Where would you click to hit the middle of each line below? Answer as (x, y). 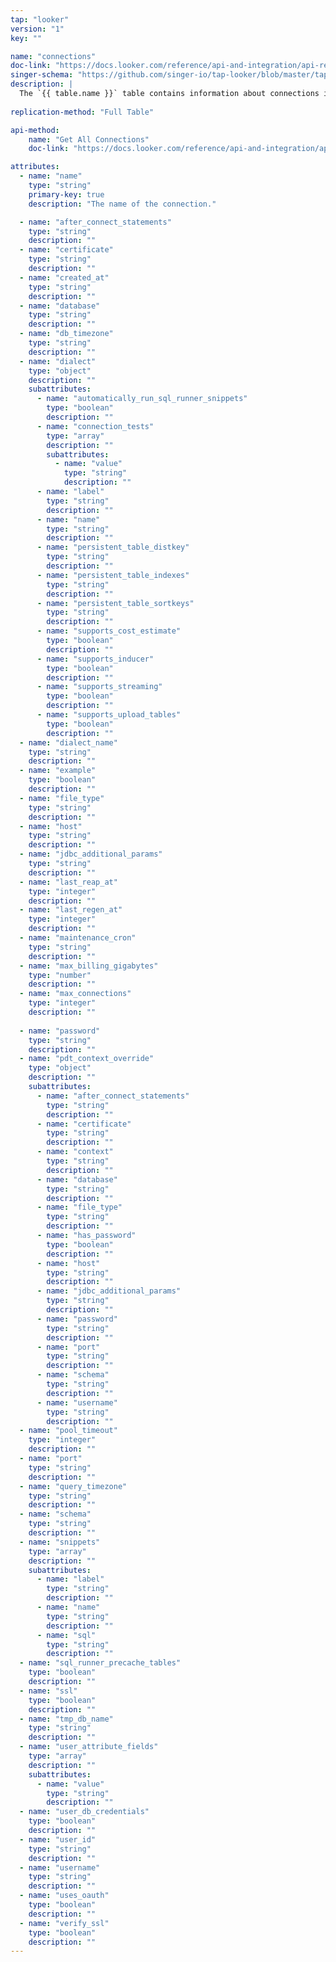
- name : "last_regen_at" (71, 910)
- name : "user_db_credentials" (84, 1812)
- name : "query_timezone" (73, 1486)
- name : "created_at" (64, 277)
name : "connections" (53, 56)
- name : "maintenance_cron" (78, 938)
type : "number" (60, 975)
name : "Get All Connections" (89, 139)
